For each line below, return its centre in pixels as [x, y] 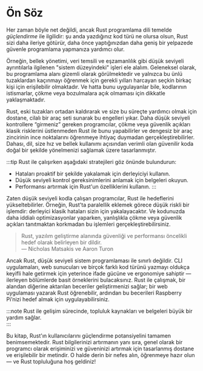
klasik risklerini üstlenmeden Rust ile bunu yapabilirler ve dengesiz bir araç [99, 131]
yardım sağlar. [24, 317]
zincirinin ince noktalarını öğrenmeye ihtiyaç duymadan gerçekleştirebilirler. [101, 137]
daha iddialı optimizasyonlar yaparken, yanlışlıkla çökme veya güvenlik [94, 217]
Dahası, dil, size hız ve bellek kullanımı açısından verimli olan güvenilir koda [100, 143]
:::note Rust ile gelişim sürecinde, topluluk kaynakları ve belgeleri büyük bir [99, 311]
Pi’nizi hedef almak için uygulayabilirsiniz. [58, 299]
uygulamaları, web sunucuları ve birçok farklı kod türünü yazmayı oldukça [98, 267]
